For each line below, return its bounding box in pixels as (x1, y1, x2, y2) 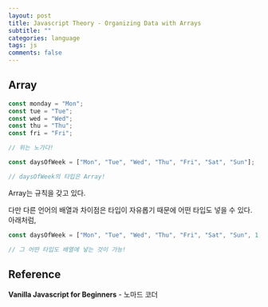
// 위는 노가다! (8, 144, 54, 152)
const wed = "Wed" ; (8, 114, 73, 122)
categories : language (8, 34, 81, 42)
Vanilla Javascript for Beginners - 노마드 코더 (8, 289, 158, 300)
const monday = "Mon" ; (8, 99, 84, 108)
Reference (8, 267, 61, 281)
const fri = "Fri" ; (8, 130, 73, 138)
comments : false (8, 49, 62, 57)
